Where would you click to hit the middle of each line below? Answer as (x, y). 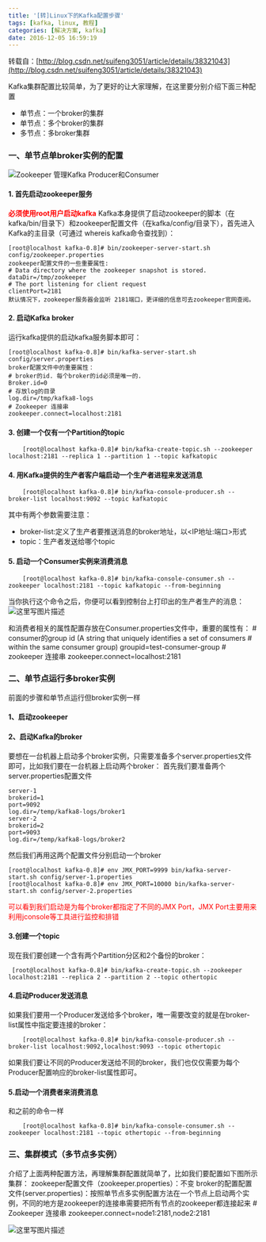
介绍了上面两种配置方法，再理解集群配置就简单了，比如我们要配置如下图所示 (133, 1173)
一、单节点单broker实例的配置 (66, 155)
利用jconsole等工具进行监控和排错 (64, 916)
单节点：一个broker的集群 (62, 113)
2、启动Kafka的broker (46, 737)
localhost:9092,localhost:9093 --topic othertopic (136, 1047)
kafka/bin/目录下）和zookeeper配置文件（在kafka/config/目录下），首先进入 (131, 223)
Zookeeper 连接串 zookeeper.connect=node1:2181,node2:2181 (109, 1213)
